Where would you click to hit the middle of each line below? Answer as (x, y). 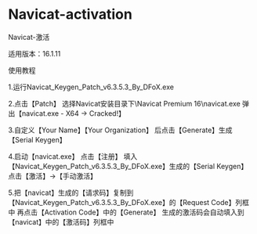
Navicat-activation (71, 14)
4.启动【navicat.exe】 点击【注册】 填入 (73, 156)
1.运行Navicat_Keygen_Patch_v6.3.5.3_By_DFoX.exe (91, 87)
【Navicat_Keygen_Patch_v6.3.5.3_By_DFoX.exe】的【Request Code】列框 (128, 202)
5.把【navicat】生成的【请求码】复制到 (71, 193)
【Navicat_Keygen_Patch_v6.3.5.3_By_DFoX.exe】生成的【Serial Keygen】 (128, 166)
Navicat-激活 (29, 37)
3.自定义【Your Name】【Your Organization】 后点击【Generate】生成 (120, 130)
